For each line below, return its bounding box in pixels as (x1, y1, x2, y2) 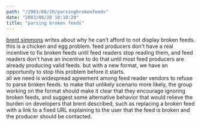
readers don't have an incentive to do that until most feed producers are (6, 55, 184, 63)
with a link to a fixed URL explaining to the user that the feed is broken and (6, 106, 190, 114)
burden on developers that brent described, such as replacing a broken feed (6, 100, 195, 107)
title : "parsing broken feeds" (6, 20, 85, 26)
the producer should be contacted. (6, 113, 92, 120)
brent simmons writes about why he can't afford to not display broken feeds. (6, 37, 196, 44)
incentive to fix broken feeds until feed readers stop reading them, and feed (6, 49, 193, 56)
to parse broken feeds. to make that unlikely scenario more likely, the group (6, 81, 193, 88)
